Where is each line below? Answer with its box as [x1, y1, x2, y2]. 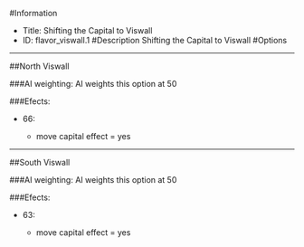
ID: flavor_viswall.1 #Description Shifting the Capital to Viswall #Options [22, 35, 288, 45]
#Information [9, 8, 58, 18]
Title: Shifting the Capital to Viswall [22, 25, 153, 35]
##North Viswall [9, 61, 70, 71]
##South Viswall [9, 157, 71, 167]
